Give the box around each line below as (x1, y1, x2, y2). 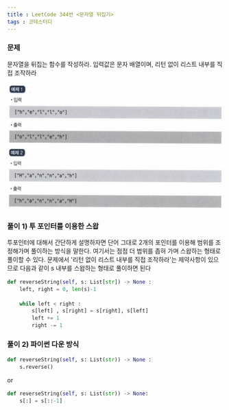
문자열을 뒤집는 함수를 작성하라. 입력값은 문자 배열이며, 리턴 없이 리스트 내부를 (7, 60, 216, 68)
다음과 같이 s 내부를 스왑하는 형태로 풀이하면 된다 (19, 264, 152, 272)
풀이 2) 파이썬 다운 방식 (7, 340, 80, 349)
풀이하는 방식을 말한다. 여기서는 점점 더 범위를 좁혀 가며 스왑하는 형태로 (30, 247, 221, 255)
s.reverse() (19, 364, 53, 371)
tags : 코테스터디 (7, 18, 53, 25)
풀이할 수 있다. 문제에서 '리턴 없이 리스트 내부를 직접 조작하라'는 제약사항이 (7, 255, 206, 264)
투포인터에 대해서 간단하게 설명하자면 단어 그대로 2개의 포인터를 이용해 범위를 (7, 238, 214, 247)
